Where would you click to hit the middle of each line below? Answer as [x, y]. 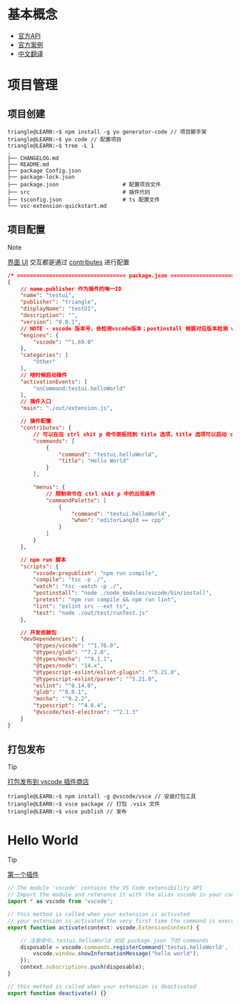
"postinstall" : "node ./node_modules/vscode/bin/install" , [123, 593]
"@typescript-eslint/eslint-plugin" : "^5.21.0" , [107, 672]
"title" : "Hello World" [94, 461]
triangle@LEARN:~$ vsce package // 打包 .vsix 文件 [84, 804]
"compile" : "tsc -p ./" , [70, 580]
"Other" [44, 362]
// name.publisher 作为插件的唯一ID [71, 289]
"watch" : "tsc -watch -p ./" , [78, 586]
